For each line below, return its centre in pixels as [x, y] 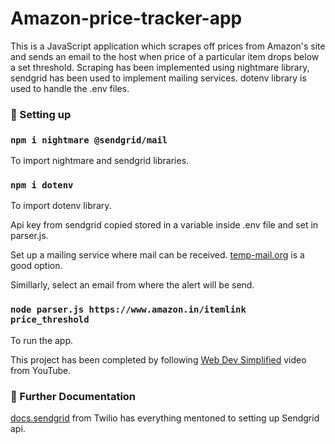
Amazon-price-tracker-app [126, 18]
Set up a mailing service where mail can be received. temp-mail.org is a [157, 255]
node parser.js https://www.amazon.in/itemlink [128, 310]
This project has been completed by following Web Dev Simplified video [158, 359]
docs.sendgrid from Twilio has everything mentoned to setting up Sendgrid [165, 418]
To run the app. [42, 340]
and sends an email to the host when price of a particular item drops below [165, 56]
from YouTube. [41, 370]
